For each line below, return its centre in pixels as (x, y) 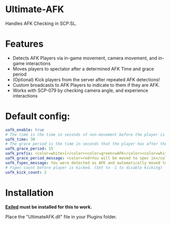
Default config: (38, 117)
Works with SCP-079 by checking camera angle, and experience (80, 90)
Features (24, 44)
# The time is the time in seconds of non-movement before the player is (85, 135)
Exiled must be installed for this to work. (49, 207)
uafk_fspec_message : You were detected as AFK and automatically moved (83, 163)
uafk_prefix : (19, 153)
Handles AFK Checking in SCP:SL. (41, 23)
